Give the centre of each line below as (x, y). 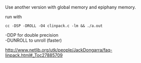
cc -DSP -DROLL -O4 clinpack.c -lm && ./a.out (54, 26)
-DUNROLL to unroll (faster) (33, 40)
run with (14, 17)
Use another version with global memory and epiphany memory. (70, 7)
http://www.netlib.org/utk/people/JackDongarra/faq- (59, 50)
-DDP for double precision (32, 35)
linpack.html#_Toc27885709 (34, 55)
